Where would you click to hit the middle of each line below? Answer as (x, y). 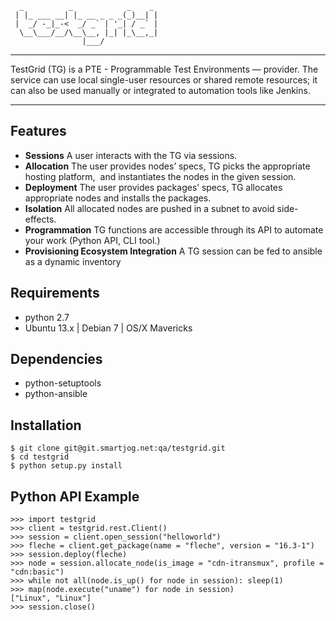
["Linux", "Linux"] (51, 598)
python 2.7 (47, 317)
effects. (40, 219)
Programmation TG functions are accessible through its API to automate (174, 229)
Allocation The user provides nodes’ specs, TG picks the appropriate (167, 166)
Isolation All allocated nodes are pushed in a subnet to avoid (149, 208)
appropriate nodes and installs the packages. (118, 198)
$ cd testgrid (40, 457)
